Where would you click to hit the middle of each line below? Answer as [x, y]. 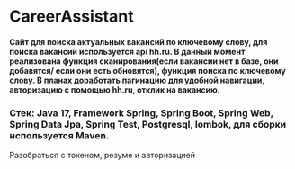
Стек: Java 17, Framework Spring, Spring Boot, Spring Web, [142, 112]
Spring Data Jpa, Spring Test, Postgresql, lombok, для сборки [147, 124]
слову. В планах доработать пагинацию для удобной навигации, [137, 80]
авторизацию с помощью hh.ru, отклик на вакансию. [115, 89]
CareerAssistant [72, 17]
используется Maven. [59, 135]
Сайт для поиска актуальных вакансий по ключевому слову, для [139, 41]
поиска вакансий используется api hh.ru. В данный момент [127, 51]
